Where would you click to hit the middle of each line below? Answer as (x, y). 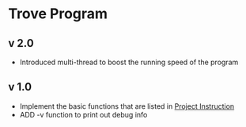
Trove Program (58, 14)
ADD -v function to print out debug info (83, 114)
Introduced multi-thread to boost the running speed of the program (129, 62)
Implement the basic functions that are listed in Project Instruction (127, 106)
